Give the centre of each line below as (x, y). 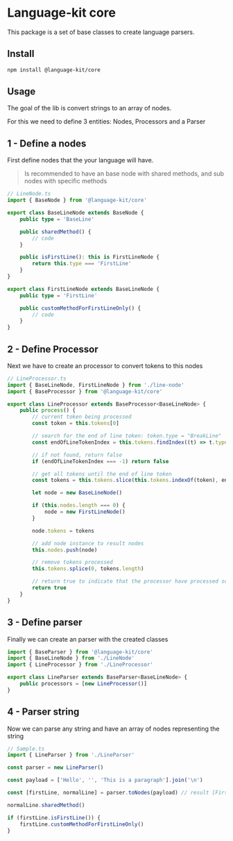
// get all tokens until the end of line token (102, 474)
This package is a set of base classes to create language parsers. (101, 32)
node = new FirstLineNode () (85, 512)
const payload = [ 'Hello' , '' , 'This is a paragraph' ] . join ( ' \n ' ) (105, 780)
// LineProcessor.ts (37, 378)
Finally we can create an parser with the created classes (88, 639)
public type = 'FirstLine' (59, 295)
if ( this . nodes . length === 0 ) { (79, 506)
